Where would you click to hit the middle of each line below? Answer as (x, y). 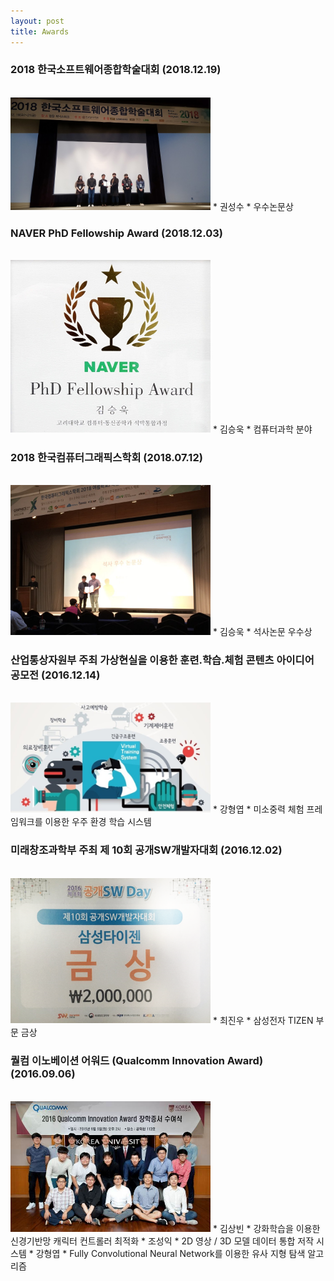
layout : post (37, 21)
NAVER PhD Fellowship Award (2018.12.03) (116, 233)
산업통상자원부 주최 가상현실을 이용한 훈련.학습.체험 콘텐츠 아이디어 (162, 660)
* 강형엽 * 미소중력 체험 (258, 809)
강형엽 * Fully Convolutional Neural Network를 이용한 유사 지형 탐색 (170, 1253)
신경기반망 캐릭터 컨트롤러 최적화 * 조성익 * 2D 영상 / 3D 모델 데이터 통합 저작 (162, 1241)
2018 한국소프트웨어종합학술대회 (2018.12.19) (116, 70)
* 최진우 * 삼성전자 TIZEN (263, 1020)
